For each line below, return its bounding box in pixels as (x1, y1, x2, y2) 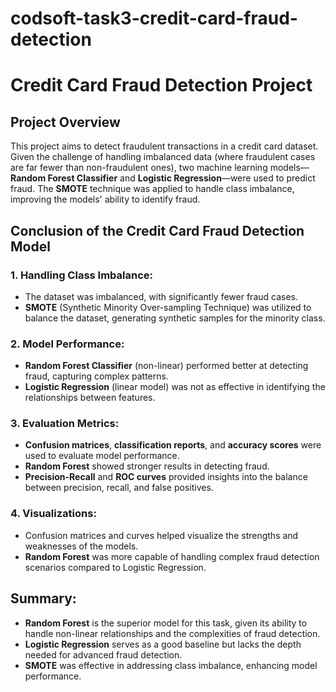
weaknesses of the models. (24, 540, 139, 552)
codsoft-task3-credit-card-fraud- (10, 7, 298, 30)
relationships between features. (24, 392, 156, 404)
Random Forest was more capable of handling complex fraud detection (24, 550, 320, 562)
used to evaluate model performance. (24, 450, 180, 462)
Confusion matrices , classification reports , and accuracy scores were (24, 439, 322, 451)
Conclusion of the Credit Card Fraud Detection (10, 222, 305, 239)
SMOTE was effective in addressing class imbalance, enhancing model (24, 659, 318, 671)
